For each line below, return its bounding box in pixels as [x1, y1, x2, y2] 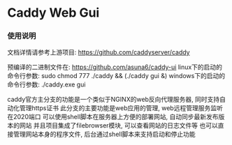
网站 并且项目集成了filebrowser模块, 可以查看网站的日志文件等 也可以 [19, 121, 219, 130]
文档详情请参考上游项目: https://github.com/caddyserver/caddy [7, 48, 190, 56]
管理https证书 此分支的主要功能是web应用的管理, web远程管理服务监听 [19, 104, 224, 112]
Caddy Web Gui [7, 5, 100, 21]
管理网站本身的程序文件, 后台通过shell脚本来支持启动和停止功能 [13, 130, 196, 139]
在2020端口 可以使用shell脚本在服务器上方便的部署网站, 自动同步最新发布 [7, 113, 219, 121]
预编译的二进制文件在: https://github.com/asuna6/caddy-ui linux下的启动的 [7, 63, 222, 71]
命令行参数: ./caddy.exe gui [7, 80, 86, 89]
